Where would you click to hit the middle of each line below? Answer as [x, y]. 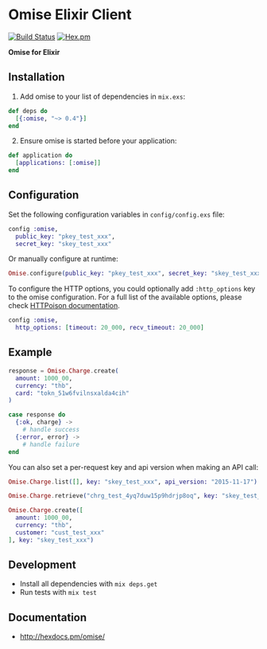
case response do [37, 415]
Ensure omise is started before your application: [98, 141]
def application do [41, 156]
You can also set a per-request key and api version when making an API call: [133, 467]
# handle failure [51, 444]
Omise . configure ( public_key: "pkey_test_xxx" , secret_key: [108, 274]
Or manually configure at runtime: [63, 259]
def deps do [28, 111]
